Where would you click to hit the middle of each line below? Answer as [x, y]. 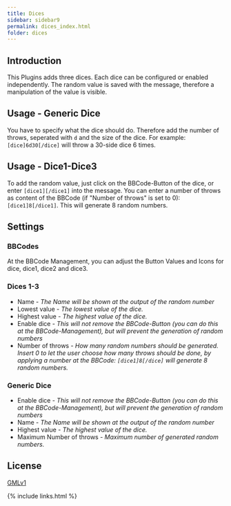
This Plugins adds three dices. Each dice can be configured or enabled [108, 77]
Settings [26, 227]
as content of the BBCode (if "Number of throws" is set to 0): [94, 198]
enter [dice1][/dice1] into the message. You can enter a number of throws [114, 190]
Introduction [34, 60]
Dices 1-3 [23, 287]
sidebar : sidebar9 [33, 20]
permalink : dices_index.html [49, 26]
